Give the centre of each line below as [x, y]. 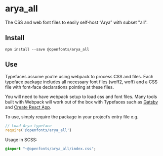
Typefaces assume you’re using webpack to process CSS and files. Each [79, 76]
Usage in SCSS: [21, 140]
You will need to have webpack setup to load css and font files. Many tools [81, 97]
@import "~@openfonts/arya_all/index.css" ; [51, 149]
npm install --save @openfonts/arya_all [47, 49]
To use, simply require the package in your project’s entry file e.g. [72, 116]
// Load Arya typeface [28, 126]
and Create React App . [28, 107]
